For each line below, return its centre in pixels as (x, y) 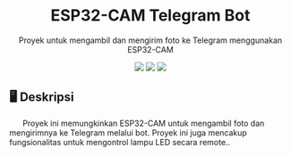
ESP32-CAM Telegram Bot (150, 16)
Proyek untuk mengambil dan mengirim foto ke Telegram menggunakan (150, 40)
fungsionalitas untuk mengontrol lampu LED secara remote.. (120, 142)
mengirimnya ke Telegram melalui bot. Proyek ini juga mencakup (128, 132)
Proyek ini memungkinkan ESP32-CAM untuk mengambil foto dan (143, 123)
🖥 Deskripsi (42, 98)
